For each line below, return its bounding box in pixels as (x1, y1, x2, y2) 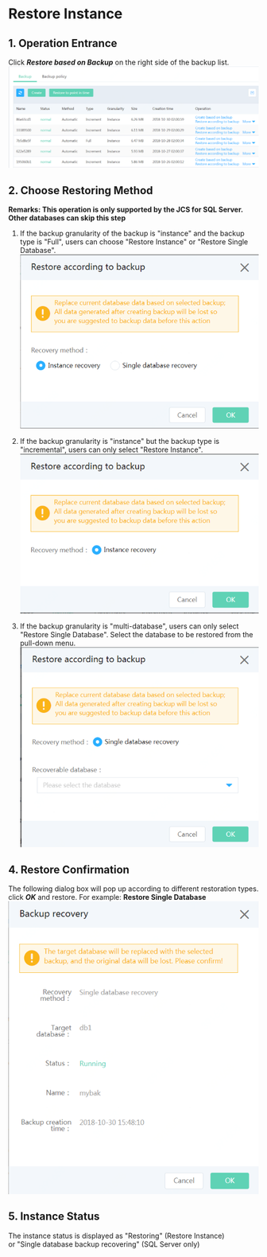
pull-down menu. (19, 638, 76, 648)
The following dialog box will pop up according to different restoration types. (8, 884, 259, 893)
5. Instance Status (8, 1210, 100, 1224)
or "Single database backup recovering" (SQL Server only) (8, 1239, 200, 1249)
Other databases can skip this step (8, 213, 126, 223)
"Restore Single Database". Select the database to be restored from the (19, 629, 253, 639)
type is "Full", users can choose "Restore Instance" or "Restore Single (19, 237, 249, 247)
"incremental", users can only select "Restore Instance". (19, 445, 203, 454)
